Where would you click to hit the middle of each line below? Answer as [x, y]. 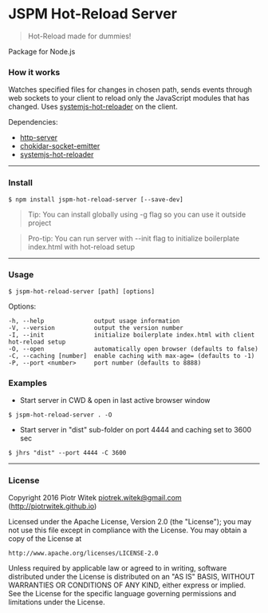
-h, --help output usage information [94, 320]
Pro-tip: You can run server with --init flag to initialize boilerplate [134, 238]
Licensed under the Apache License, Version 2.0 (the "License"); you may [130, 522]
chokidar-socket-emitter [60, 146]
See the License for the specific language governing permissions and [122, 594]
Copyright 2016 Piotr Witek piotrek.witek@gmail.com [95, 498]
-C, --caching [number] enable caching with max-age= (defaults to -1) [132, 356]
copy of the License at [45, 539]
